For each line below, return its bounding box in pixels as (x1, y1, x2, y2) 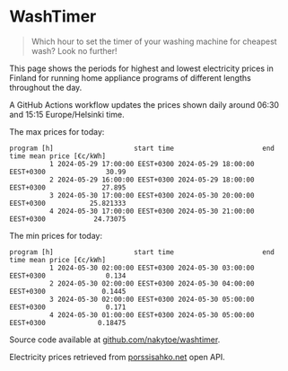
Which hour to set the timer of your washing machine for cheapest (31, 36, 277, 47)
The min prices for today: (9, 230, 103, 241)
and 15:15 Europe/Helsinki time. (9, 109, 125, 119)
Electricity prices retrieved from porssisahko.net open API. (9, 351, 226, 362)
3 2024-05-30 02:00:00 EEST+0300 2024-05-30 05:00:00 (48, 295, 255, 304)
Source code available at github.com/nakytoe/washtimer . (9, 334, 221, 345)
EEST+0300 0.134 (9, 271, 127, 280)
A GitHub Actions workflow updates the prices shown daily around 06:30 (9, 99, 280, 110)
